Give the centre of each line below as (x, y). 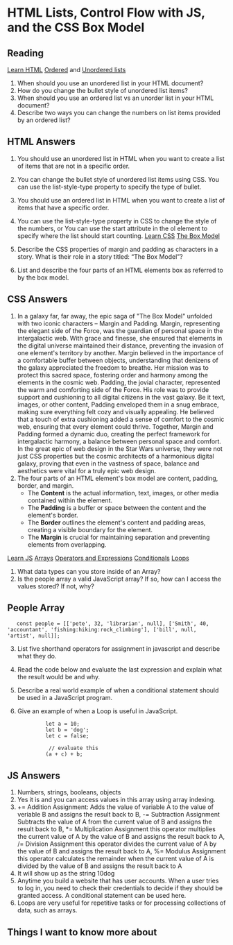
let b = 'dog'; (67, 730)
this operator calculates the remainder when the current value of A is (115, 859)
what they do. (37, 656)
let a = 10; (62, 724)
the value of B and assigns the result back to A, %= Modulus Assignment (121, 851)
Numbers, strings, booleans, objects (69, 792)
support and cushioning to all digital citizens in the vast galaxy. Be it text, (121, 397)
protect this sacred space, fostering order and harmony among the (112, 375)
